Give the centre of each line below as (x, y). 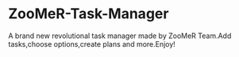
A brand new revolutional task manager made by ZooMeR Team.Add (120, 36)
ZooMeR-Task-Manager (89, 14)
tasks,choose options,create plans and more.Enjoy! (92, 44)
